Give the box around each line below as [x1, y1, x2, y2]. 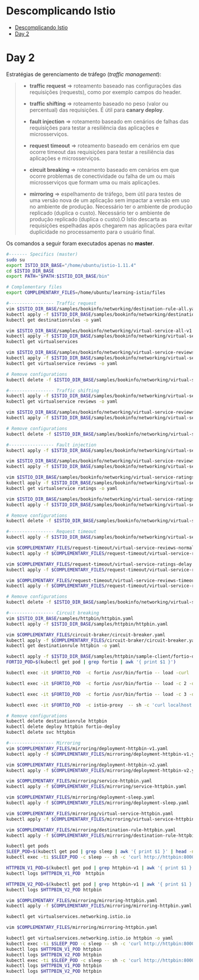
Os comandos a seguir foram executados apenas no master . [6, 240, 155, 247]
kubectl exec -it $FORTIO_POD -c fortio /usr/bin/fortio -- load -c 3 [6, 691, 187, 697]
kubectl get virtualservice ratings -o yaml [6, 485, 118, 491]
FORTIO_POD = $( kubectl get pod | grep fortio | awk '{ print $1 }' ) [6, 659, 176, 665]
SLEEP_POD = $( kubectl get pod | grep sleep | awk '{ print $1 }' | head [6, 849, 187, 855]
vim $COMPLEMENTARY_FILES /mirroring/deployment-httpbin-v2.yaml [6, 762, 168, 768]
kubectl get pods [6, 843, 49, 849]
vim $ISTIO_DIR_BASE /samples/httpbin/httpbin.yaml [6, 615, 134, 621]
